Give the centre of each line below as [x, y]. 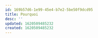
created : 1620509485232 [29, 28]
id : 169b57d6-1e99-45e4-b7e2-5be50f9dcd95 [49, 10]
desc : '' [14, 19]
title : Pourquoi [22, 14]
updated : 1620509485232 [29, 23]
